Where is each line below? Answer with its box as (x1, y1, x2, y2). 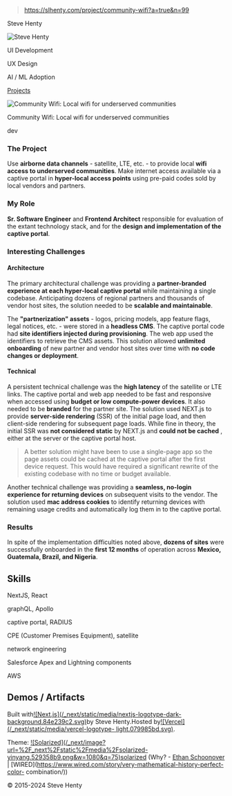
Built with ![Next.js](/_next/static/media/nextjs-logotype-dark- (7, 709, 182, 718)
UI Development (7, 46, 53, 54)
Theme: (7, 738, 29, 746)
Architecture (7, 264, 45, 272)
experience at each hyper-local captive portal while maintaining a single (7, 287, 216, 295)
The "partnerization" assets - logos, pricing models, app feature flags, (7, 314, 211, 323)
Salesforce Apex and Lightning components (7, 658, 132, 667)
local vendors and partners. (7, 181, 86, 190)
